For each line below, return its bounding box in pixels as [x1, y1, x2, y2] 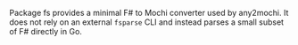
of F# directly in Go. [9, 26, 83, 36]
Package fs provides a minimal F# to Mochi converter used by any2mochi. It [9, 8, 289, 18]
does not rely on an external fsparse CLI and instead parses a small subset [9, 17, 284, 27]
